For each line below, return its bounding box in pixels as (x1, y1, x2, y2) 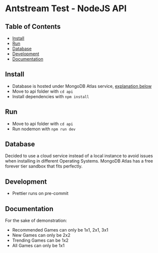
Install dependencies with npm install (12, 93, 90, 99)
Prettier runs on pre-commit (12, 190, 68, 196)
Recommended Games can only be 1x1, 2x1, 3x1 (12, 227, 109, 233)
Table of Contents (5, 22, 61, 31)
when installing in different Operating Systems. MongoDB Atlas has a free (5, 158, 153, 164)
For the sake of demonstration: (5, 218, 67, 224)
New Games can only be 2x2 (12, 232, 71, 238)
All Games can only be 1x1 (12, 243, 65, 249)
